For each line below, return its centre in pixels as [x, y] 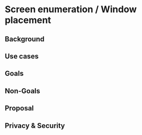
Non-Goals [22, 91]
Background [25, 39]
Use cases [22, 56]
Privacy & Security [35, 126]
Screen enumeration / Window [71, 9]
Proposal [19, 108]
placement [28, 20]
